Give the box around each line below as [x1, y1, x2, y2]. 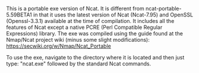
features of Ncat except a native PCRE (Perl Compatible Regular [6, 24, 163, 31]
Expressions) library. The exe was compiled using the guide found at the [6, 30, 183, 37]
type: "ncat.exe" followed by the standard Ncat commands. [6, 60, 151, 67]
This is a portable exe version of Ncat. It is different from [6, 5, 144, 12]
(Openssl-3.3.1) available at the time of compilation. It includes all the [6, 18, 175, 24]
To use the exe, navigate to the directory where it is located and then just [6, 54, 185, 61]
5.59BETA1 [6, 11, 33, 18]
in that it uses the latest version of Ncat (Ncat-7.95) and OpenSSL [33, 11, 194, 18]
